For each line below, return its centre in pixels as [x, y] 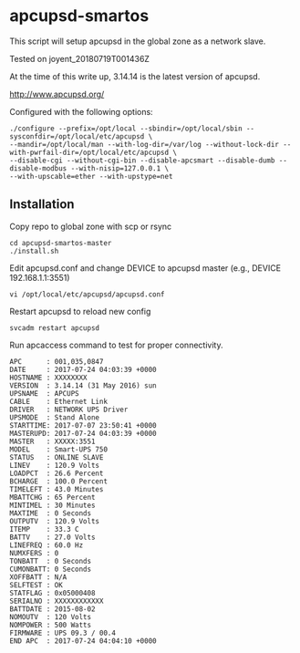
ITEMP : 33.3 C [44, 529]
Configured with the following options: [81, 111]
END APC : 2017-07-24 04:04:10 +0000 [83, 641]
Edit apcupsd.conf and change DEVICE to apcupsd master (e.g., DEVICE [145, 268]
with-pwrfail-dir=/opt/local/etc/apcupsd [89, 152]
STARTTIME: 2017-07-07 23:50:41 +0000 [83, 425]
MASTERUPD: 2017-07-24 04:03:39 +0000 [83, 433]
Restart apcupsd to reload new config [80, 311]
